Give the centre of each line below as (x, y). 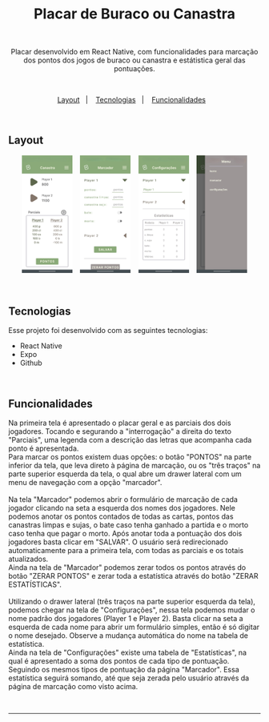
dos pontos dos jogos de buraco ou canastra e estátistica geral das (134, 60)
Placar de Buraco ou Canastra (134, 14)
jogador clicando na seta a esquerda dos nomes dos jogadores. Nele (122, 508)
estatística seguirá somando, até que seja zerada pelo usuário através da (129, 678)
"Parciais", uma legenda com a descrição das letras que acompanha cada (130, 440)
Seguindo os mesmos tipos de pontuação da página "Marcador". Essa (124, 670)
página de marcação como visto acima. (73, 687)
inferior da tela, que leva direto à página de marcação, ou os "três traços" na (134, 466)
